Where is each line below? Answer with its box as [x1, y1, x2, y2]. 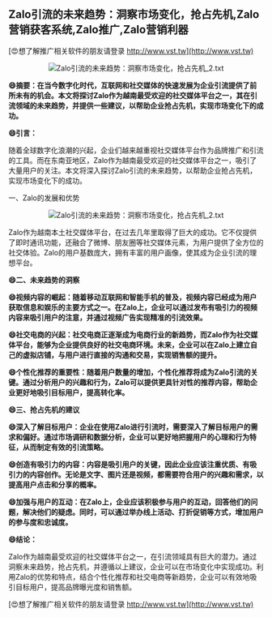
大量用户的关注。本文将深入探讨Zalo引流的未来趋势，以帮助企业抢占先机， [8, 165, 257, 175]
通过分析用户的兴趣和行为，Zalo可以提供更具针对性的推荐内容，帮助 [22, 377, 251, 387]
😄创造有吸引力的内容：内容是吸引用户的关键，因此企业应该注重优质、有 [8, 459, 250, 469]
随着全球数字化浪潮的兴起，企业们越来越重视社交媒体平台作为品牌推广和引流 [8, 145, 264, 155]
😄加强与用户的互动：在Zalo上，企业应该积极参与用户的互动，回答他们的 [8, 497, 251, 507]
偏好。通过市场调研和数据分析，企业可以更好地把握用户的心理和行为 [22, 432, 249, 442]
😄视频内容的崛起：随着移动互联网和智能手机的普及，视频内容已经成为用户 [8, 292, 257, 302]
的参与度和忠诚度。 [8, 517, 73, 527]
